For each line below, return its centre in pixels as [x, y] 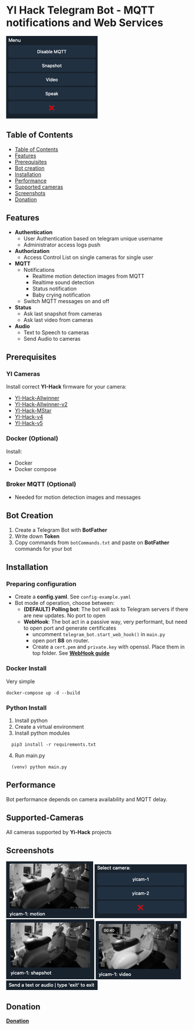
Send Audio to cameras [52, 338]
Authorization [32, 251]
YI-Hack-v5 [29, 423]
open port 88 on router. [61, 641]
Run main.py [30, 755]
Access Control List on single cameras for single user [88, 257]
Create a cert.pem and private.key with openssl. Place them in [108, 647]
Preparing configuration [41, 584]
